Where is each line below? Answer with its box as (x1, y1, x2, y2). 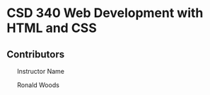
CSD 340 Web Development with (6, 5, 204, 21)
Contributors (6, 48, 65, 60)
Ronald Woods (16, 81, 59, 89)
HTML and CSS (6, 20, 97, 36)
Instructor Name (16, 67, 65, 75)
